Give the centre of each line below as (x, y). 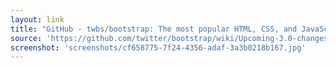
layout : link (37, 19)
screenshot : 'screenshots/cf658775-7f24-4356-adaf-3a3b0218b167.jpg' (158, 47)
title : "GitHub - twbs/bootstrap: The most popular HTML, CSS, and (154, 29)
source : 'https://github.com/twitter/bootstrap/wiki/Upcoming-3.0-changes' (171, 38)
